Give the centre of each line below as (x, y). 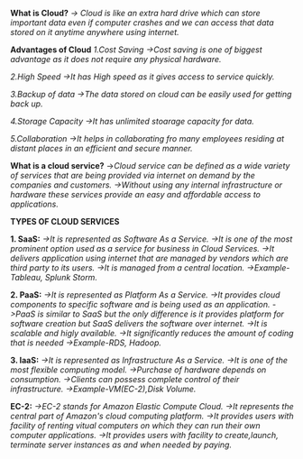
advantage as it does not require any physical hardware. (116, 59)
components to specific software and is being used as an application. (140, 304)
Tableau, (27, 277)
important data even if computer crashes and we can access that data (142, 23)
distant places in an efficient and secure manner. (101, 148)
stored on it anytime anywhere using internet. (95, 32)
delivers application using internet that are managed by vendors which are (150, 258)
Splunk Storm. (71, 277)
